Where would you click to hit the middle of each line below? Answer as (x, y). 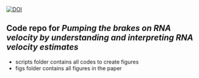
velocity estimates (42, 47)
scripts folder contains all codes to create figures (77, 62)
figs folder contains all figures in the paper (68, 68)
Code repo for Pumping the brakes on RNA (89, 28)
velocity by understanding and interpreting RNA (100, 38)
